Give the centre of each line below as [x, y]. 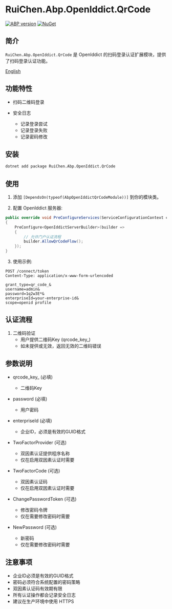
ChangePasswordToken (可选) [45, 499]
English [13, 71]
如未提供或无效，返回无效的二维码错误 [61, 346]
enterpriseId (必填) [32, 421]
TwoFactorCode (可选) [36, 470]
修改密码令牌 [34, 510]
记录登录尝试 [34, 124]
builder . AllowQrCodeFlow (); [53, 242]
